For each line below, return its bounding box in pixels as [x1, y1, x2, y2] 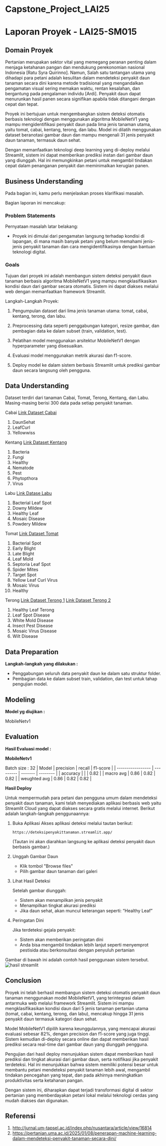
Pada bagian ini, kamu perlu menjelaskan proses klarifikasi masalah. [5, 190, 144, 196]
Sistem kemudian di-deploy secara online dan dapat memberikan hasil [5, 1036, 149, 1042]
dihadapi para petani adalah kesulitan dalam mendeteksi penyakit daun [5, 75, 150, 81]
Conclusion [5, 976, 42, 985]
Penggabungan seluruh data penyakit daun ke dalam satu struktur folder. [12, 671, 162, 676]
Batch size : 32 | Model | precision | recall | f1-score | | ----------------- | [5, 765, 154, 771]
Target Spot [12, 572, 37, 578]
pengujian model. [12, 681, 48, 687]
